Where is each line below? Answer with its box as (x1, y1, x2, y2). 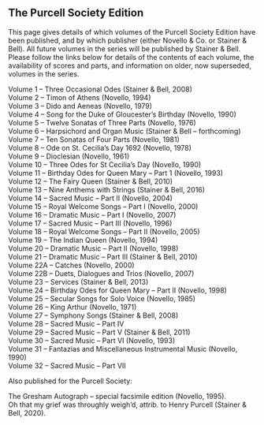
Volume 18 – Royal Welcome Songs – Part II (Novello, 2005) (8, 226, 200, 236)
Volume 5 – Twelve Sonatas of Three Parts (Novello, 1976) (8, 117, 197, 127)
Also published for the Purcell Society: (8, 376, 132, 386)
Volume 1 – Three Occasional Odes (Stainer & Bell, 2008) (8, 84, 193, 94)
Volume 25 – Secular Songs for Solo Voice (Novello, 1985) (8, 293, 195, 303)
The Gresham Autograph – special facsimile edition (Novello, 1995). (8, 391, 227, 401)
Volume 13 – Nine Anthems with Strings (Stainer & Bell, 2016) (8, 185, 206, 194)
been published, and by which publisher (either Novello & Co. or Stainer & (8, 35, 247, 45)
